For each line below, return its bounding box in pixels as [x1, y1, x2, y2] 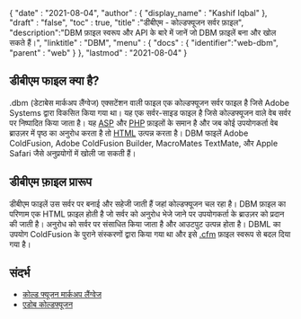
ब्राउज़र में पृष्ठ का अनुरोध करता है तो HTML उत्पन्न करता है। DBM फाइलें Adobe [9, 128, 249, 138]
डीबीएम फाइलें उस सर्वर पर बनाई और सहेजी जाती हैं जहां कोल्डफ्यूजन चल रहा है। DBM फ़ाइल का [9, 198, 286, 209]
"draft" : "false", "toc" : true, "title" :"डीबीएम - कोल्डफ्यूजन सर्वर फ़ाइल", [9, 17, 244, 28]
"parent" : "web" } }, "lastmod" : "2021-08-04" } [9, 48, 188, 58]
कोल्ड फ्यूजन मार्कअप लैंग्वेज [22, 289, 102, 300]
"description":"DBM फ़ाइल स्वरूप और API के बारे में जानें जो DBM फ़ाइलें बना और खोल [9, 27, 277, 38]
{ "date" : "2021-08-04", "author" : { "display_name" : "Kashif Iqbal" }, [9, 8, 268, 18]
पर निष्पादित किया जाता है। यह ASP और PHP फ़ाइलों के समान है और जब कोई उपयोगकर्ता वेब [9, 117, 279, 128]
